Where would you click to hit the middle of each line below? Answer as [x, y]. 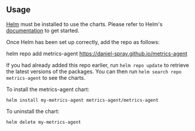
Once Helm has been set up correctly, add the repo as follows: [83, 42]
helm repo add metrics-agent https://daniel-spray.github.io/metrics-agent [97, 54]
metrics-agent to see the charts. [46, 77]
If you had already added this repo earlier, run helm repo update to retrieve [98, 65]
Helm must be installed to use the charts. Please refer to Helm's [84, 24]
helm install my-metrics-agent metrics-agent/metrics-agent [83, 100]
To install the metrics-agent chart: [48, 89]
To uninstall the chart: [33, 111]
